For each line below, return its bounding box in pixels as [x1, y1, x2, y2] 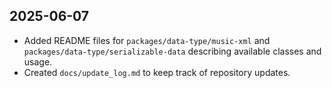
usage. [23, 55, 53, 68]
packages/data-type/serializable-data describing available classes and [23, 45, 322, 57]
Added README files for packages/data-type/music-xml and [23, 34, 271, 46]
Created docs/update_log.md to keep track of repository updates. [23, 66, 291, 78]
